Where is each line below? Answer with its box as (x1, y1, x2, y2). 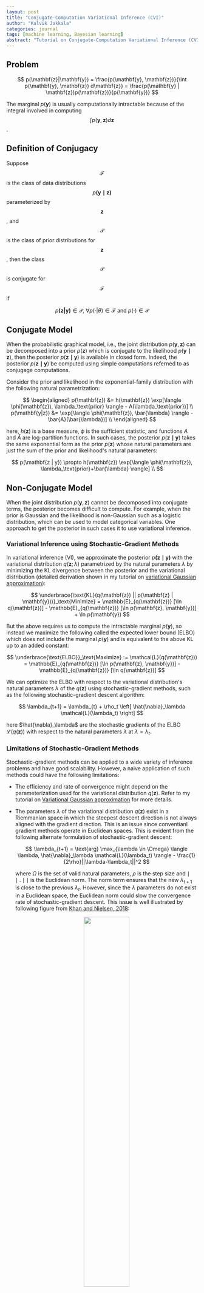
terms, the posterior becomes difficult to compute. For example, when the (6, 505, 191, 513)
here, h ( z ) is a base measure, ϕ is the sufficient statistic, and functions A (6, 427, 188, 435)
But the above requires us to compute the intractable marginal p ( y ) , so (6, 622, 182, 630)
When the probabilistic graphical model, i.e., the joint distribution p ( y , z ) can (6, 341, 196, 348)
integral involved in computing (6, 107, 82, 114)
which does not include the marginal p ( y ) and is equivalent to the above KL (6, 635, 194, 642)
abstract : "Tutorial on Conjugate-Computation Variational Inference (6, 37, 186, 43)
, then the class (6, 256, 45, 263)
